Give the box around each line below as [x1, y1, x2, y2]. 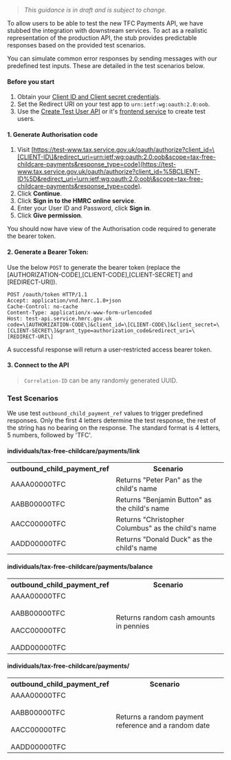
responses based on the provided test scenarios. [7, 41, 146, 49]
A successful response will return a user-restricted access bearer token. [7, 345, 212, 354]
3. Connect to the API [7, 361, 69, 369]
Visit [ [16, 146, 34, 154]
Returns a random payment [115, 712, 204, 721]
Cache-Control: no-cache [7, 303, 78, 310]
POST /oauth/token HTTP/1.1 [7, 291, 88, 298]
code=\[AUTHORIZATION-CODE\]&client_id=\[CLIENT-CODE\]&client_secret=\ [7, 321, 220, 328]
